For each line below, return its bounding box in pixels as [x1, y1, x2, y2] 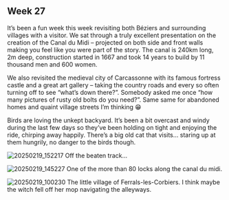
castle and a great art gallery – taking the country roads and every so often [7, 80, 219, 89]
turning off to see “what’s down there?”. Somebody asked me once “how [7, 88, 213, 96]
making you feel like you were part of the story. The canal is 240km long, [7, 45, 214, 54]
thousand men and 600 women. [7, 60, 98, 68]
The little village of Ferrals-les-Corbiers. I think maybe [67, 178, 220, 186]
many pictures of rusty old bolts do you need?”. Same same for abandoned [7, 96, 220, 104]
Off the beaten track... [65, 151, 128, 159]
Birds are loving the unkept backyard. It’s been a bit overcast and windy [7, 116, 210, 124]
